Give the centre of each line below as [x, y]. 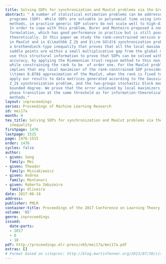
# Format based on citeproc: [35, 254]
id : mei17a [16, 111]
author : [13, 153]
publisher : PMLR [22, 203]
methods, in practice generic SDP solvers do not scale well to [77, 24]
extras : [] [16, 249]
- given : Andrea [22, 176]
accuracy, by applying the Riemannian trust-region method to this [81, 60]
